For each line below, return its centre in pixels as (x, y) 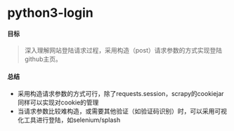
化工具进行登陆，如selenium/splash (69, 120)
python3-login (50, 13)
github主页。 (43, 59)
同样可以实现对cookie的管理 (58, 102)
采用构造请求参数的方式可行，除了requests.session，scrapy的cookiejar (121, 93)
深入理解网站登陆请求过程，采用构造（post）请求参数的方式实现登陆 (123, 50)
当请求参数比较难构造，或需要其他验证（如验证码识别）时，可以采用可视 (122, 111)
